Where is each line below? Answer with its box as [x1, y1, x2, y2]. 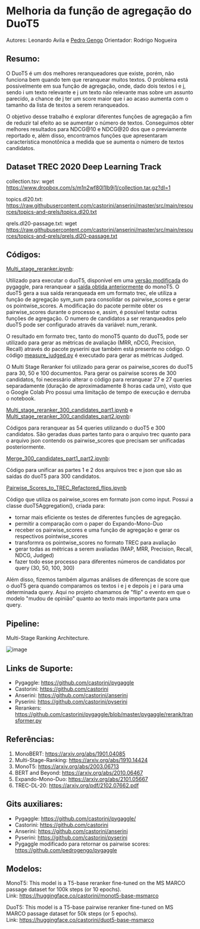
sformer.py [14, 717, 42, 724]
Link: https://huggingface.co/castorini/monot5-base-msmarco [6, 892, 159, 899]
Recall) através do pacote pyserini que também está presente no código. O [6, 346, 190, 353]
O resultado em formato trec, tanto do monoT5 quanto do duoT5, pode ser [6, 333, 189, 340]
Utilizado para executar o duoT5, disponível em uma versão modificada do [6, 277, 189, 284]
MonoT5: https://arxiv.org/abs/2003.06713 [14, 763, 119, 770]
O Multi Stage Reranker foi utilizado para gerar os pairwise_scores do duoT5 [6, 363, 193, 371]
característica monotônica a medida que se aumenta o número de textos [6, 138, 185, 145]
